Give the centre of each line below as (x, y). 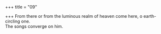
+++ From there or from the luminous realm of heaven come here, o (74, 16)
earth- (150, 16)
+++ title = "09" (21, 7)
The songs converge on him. (34, 26)
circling (13, 21)
